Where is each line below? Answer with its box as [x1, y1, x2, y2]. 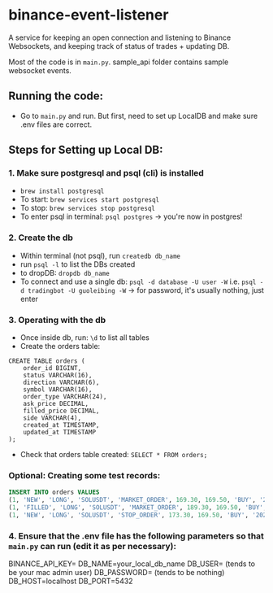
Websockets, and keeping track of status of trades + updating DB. [8, 41, 230, 50]
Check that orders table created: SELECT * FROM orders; [19, 450, 208, 460]
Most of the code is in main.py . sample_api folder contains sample [8, 57, 229, 67]
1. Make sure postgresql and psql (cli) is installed [8, 168, 205, 179]
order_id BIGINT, [23, 364, 82, 373]
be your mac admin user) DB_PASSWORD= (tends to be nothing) [8, 568, 225, 578]
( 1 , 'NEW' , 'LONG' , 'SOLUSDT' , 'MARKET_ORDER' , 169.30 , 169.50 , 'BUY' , [8, 496, 256, 504]
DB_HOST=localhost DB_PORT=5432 [8, 576, 133, 586]
